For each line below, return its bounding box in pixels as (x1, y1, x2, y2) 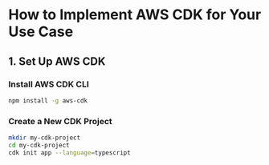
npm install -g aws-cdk (8, 96, 88, 105)
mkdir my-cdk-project (8, 134, 81, 142)
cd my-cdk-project (8, 141, 70, 149)
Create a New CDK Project (8, 115, 112, 127)
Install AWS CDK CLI (8, 78, 90, 90)
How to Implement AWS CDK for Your (8, 6, 262, 24)
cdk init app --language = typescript (8, 148, 131, 157)
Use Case (8, 22, 74, 41)
